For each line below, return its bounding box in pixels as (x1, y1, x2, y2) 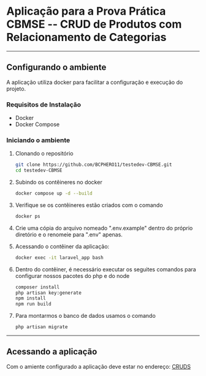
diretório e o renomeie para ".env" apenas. (15, 231, 123, 238)
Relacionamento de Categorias (6, 31, 167, 44)
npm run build (15, 301, 51, 307)
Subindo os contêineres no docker (15, 179, 102, 186)
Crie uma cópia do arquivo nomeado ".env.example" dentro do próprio (15, 224, 193, 231)
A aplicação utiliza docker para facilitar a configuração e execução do (6, 78, 183, 86)
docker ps (15, 213, 41, 219)
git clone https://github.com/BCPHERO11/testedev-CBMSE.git (15, 162, 172, 168)
